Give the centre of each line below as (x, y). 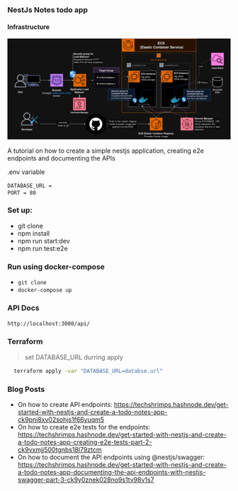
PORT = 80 (22, 192)
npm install (34, 233)
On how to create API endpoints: (65, 404)
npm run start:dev (44, 241)
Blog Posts (26, 389)
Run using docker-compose (56, 267)
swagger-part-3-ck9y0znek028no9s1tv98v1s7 (86, 480)
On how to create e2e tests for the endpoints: (84, 427)
